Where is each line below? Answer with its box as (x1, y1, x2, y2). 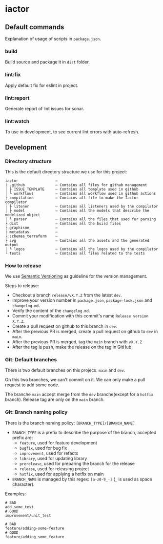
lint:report (5, 94, 30, 101)
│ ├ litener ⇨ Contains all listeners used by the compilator (5, 204, 159, 209)
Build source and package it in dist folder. (5, 59, 90, 65)
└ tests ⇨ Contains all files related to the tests (5, 251, 145, 256)
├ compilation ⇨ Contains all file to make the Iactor (5, 195, 139, 200)
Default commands (5, 23, 64, 31)
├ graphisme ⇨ (5, 225, 58, 230)
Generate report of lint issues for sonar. (5, 105, 84, 111)
